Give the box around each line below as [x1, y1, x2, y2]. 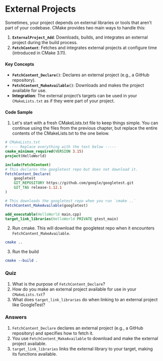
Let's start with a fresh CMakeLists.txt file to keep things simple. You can [12, 120, 159, 126]
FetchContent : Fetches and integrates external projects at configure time [12, 45, 157, 50]
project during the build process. [12, 39, 78, 45]
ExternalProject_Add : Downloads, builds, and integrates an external [12, 34, 148, 40]
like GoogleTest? [12, 302, 45, 308]
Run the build [12, 248, 39, 255]
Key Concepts [5, 61, 35, 67]
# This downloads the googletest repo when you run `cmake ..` [5, 198, 136, 203]
